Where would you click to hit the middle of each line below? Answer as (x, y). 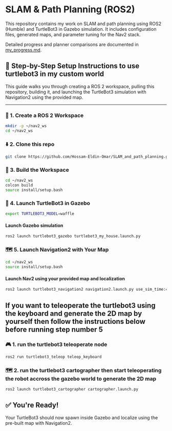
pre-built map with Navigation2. (39, 423)
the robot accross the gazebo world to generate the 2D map (81, 379)
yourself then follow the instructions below (76, 321)
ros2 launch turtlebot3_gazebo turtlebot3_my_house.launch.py (73, 236)
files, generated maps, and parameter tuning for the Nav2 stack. (73, 34)
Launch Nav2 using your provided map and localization (65, 278)
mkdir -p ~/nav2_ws (26, 126)
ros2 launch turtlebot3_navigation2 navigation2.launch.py (70, 290)
